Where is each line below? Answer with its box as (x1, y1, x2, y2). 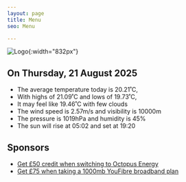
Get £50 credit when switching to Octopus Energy (16, 160, 159, 168)
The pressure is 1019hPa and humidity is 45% (16, 114, 146, 123)
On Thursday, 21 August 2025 (7, 67, 138, 79)
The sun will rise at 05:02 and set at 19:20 (16, 122, 136, 130)
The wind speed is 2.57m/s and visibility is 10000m (16, 107, 161, 116)
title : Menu (7, 16, 41, 23)
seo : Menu (7, 23, 36, 29)
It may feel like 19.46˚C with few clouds (16, 100, 128, 108)
